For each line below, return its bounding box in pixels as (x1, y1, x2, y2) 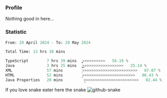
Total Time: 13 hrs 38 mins (5, 49, 66, 55)
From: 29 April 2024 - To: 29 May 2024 (5, 40, 91, 45)
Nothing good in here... (5, 16, 54, 22)
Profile (5, 4, 23, 11)
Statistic (5, 29, 27, 36)
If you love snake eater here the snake (5, 86, 86, 93)
